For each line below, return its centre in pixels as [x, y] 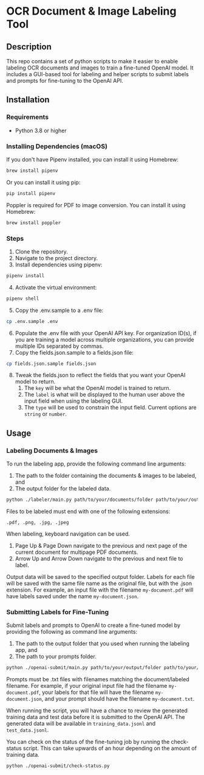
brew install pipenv [32, 171]
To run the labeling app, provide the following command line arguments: [96, 464]
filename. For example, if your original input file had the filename [87, 686]
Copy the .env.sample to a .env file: [59, 310]
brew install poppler [34, 223]
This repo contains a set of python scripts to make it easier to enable [92, 61]
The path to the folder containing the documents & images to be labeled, [106, 476]
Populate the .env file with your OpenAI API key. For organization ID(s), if [106, 333]
